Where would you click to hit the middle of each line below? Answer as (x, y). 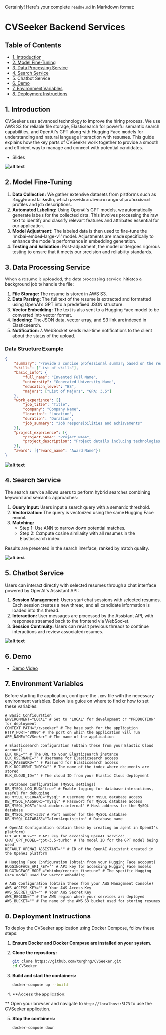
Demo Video (25, 668)
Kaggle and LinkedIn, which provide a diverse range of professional (81, 199)
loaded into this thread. (36, 610)
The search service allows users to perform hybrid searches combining (78, 492)
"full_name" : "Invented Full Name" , (61, 377)
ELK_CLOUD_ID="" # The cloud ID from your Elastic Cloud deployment (77, 776)
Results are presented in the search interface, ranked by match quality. (77, 548)
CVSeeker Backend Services (65, 27)
